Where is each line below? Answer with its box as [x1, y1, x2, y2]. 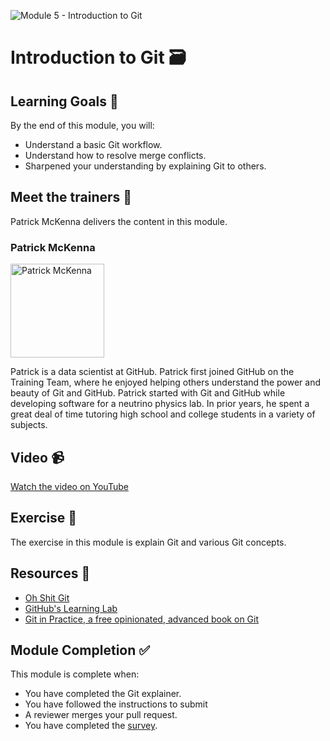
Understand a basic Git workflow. [24, 139, 163, 150]
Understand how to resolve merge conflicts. [24, 150, 207, 161]
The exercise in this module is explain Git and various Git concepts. [10, 536, 287, 548]
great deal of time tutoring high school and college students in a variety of [10, 408, 316, 420]
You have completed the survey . [24, 720, 158, 732]
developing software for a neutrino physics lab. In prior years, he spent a [10, 398, 310, 410]
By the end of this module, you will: [10, 120, 155, 131]
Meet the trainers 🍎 [10, 189, 133, 206]
